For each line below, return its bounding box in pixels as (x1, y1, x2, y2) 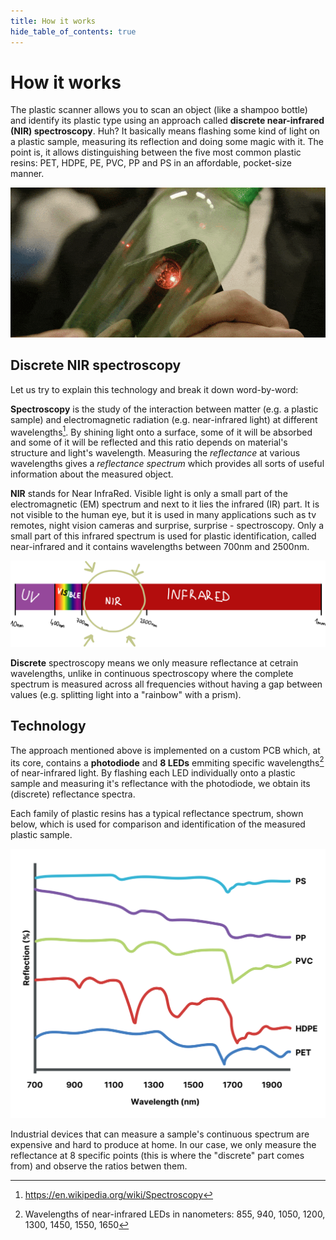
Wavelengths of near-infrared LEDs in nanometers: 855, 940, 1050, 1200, (24, 1208, 326, 1220)
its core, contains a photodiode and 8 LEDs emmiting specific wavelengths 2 (10, 755, 325, 769)
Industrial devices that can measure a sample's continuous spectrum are (10, 1128, 310, 1140)
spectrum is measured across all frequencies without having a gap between (10, 678, 323, 690)
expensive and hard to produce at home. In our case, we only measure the (10, 1139, 317, 1151)
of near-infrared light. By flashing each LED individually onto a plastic (10, 767, 296, 779)
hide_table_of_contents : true (10, 26, 137, 37)
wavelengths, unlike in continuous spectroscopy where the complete (10, 668, 294, 679)
